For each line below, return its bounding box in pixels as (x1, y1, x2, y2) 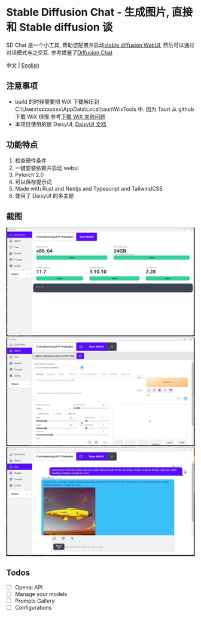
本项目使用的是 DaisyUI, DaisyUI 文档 (14, 121, 106, 128)
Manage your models (14, 590, 68, 597)
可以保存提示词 (14, 178, 52, 185)
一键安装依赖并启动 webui (14, 164, 79, 171)
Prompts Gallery (14, 597, 55, 604)
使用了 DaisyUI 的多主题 (14, 192, 74, 199)
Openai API (14, 583, 43, 591)
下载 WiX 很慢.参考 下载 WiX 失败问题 (14, 113, 106, 120)
